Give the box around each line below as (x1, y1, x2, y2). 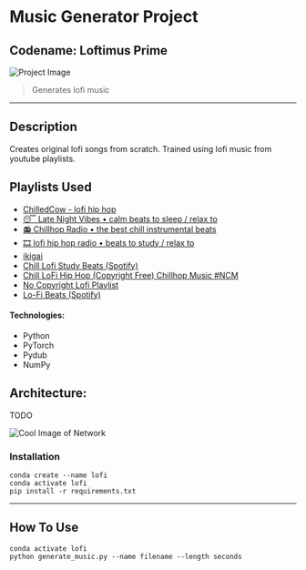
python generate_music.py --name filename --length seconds (9, 552, 243, 561)
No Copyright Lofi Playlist (22, 280, 119, 290)
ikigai (22, 250, 44, 261)
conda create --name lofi (9, 471, 107, 480)
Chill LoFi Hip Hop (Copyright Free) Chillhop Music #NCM (22, 270, 239, 280)
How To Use (9, 520, 79, 535)
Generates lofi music (31, 85, 110, 95)
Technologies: (9, 310, 66, 321)
